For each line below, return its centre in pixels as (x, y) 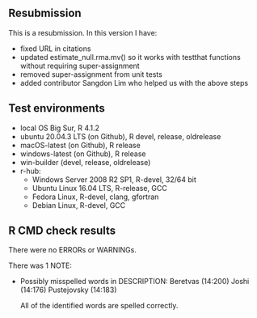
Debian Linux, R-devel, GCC (79, 205)
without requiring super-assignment (80, 66)
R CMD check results (62, 231)
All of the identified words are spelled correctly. (99, 306)
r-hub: (31, 171)
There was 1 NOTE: (40, 265)
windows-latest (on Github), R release (83, 154)
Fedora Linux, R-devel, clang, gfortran (95, 197)
